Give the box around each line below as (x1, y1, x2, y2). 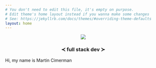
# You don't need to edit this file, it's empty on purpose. (5, 7, 134, 12)
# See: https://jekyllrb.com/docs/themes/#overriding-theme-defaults (5, 16, 152, 21)
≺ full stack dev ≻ (61, 46, 105, 53)
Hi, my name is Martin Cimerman (5, 57, 72, 63)
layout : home (5, 21, 32, 26)
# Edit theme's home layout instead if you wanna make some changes (5, 12, 150, 17)
